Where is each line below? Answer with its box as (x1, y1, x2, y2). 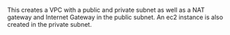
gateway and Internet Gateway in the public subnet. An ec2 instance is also (7, 13, 224, 21)
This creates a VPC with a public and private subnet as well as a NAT (7, 6, 206, 14)
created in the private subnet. (7, 21, 92, 28)
